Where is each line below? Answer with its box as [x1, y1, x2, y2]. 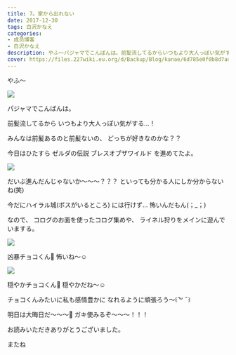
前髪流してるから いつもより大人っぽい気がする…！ [7, 119, 156, 127]
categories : [7, 29, 42, 37]
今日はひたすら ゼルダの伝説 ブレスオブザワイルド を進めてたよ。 [7, 149, 197, 157]
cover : [7, 56, 27, 63]
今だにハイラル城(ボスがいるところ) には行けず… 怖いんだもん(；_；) [7, 201, 206, 209]
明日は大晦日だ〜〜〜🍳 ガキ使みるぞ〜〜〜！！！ [7, 310, 149, 319]
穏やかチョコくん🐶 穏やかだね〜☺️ [7, 280, 106, 288]
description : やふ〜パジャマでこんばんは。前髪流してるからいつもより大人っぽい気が [7, 50, 226, 57]
